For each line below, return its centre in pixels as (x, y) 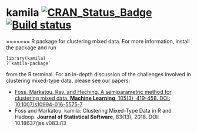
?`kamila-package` (29, 63)
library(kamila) (26, 58)
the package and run (31, 48)
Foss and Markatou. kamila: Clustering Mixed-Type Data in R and (93, 110)
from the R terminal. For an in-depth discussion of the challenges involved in (98, 74)
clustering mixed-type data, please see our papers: (68, 80)
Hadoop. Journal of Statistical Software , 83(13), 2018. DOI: (87, 117)
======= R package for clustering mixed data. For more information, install (98, 41)
